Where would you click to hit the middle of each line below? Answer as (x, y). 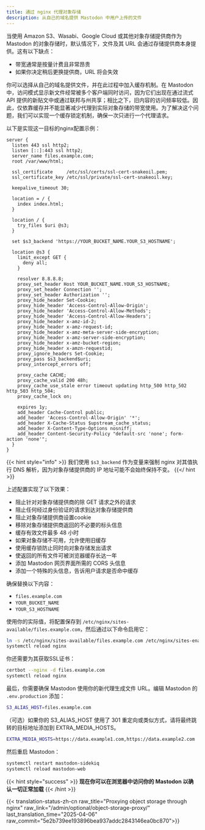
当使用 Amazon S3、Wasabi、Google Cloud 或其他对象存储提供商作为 (94, 36)
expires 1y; (32, 407)
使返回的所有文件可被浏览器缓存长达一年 (66, 555)
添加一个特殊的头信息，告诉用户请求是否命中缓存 (77, 570)
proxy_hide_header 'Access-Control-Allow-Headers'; (84, 316)
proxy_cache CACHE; (42, 375)
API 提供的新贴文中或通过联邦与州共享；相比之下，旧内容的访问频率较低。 (100, 100)
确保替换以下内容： (31, 583)
